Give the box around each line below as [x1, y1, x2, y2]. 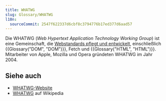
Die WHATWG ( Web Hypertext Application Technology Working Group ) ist [5, 35, 160, 41]
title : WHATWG [5, 7, 35, 13]
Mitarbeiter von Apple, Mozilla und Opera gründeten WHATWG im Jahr [5, 52, 153, 58]
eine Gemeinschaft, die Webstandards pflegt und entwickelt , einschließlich [5, 41, 161, 47]
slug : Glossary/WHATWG [5, 12, 53, 17]
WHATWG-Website [12, 85, 53, 91]
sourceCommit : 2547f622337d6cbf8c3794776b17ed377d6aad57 [10, 21, 133, 27]
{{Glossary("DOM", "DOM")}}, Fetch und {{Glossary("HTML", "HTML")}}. [5, 46, 156, 52]
